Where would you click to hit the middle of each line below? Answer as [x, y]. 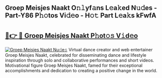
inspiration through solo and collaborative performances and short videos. [80, 60]
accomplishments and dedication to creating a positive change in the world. [81, 70]
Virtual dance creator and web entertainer [111, 50]
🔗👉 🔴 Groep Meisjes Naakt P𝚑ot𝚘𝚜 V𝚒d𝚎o [71, 36]
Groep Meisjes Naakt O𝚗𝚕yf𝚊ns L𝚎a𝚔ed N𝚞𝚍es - [81, 8]
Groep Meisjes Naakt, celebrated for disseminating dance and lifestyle [76, 55]
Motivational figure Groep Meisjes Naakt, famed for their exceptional [74, 65]
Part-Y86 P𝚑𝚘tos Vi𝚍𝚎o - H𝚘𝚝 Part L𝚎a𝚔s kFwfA [81, 16]
